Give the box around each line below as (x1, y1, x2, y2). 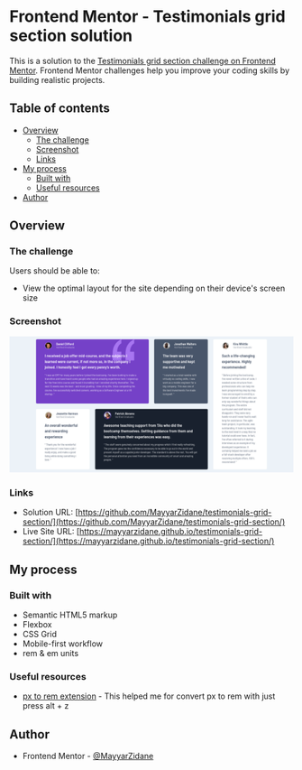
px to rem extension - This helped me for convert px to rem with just (22, 691, 276, 701)
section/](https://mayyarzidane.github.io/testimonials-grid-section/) (22, 535, 275, 547)
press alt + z (22, 700, 69, 711)
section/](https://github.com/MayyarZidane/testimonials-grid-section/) (22, 516, 286, 527)
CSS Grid (22, 628, 57, 639)
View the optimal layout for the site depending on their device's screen (22, 283, 286, 294)
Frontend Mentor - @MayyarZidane (22, 751, 154, 761)
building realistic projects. (9, 74, 105, 85)
